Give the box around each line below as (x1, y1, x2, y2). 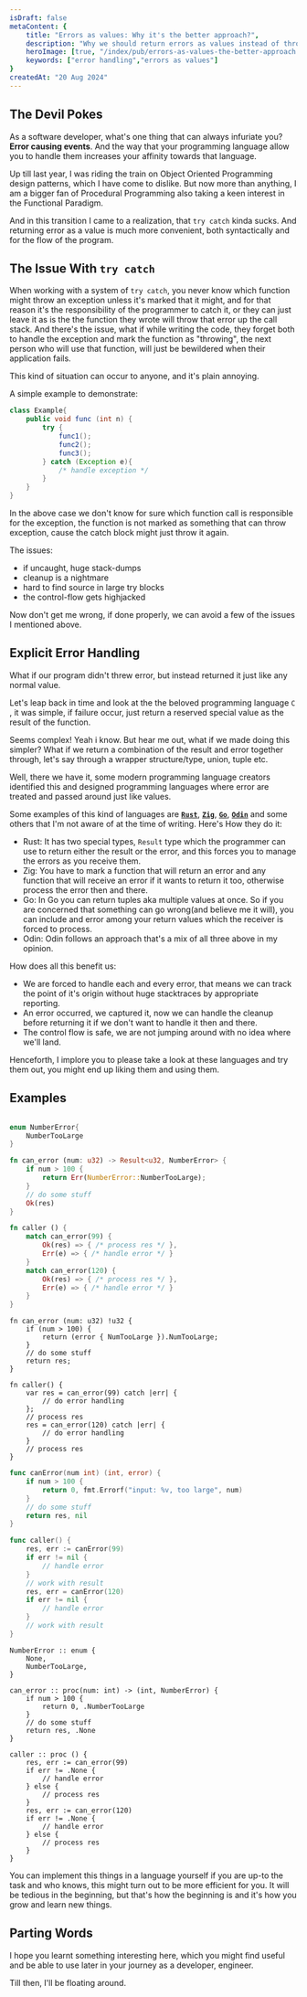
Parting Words (9, 1926, 93, 1941)
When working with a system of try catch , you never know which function (9, 285, 291, 296)
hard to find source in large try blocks (22, 582, 164, 592)
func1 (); (58, 431, 92, 441)
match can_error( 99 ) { (26, 1232, 112, 1241)
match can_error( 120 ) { (26, 1266, 117, 1275)
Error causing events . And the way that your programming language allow (9, 141, 290, 152)
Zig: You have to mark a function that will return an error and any (22, 865, 267, 876)
